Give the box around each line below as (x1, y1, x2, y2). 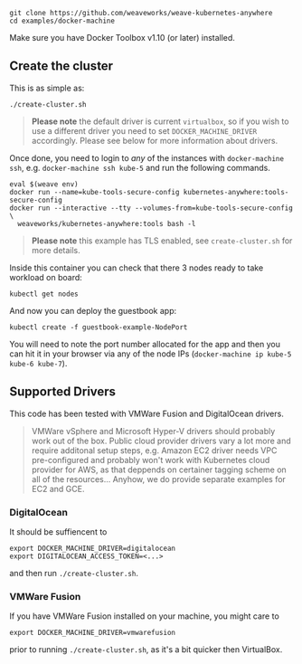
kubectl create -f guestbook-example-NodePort (9, 322, 188, 332)
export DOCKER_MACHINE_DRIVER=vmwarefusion (9, 629, 176, 638)
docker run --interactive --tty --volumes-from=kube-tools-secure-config (9, 204, 294, 213)
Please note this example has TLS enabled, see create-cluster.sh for (31, 235, 293, 246)
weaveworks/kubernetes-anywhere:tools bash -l (17, 219, 196, 228)
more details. (31, 244, 81, 255)
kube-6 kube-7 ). (9, 357, 68, 368)
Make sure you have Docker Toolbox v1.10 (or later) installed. (9, 33, 235, 43)
